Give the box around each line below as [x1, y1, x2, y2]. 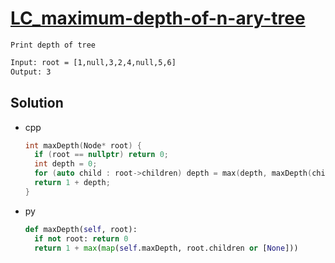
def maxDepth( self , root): [24, 224, 138, 234]
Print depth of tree [10, 40, 97, 50]
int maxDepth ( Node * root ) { [24, 140, 143, 151]
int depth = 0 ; [34, 159, 98, 169]
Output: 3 [10, 67, 52, 77]
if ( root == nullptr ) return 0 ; [34, 150, 170, 160]
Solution [10, 95, 64, 112]
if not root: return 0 [34, 233, 129, 244]
